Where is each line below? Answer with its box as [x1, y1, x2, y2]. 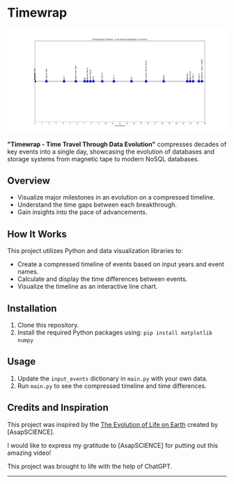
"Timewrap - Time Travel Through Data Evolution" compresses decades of [7, 140, 227, 148]
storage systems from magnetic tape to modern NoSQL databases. [7, 154, 200, 163]
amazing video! [7, 449, 52, 457]
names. [17, 268, 39, 276]
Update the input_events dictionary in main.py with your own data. [17, 374, 208, 382]
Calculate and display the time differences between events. [17, 275, 188, 283]
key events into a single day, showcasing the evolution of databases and [7, 147, 214, 156]
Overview [7, 175, 51, 186]
